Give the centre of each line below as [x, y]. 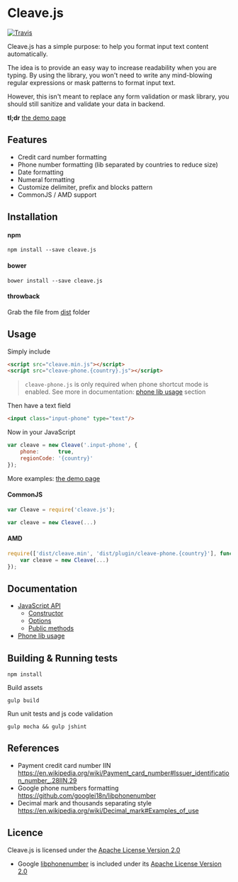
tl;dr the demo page [36, 118]
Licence [25, 833]
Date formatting [40, 172]
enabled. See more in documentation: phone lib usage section [115, 392]
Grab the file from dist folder [49, 312]
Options [40, 621]
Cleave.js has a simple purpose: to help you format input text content [108, 46]
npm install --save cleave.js [52, 250]
